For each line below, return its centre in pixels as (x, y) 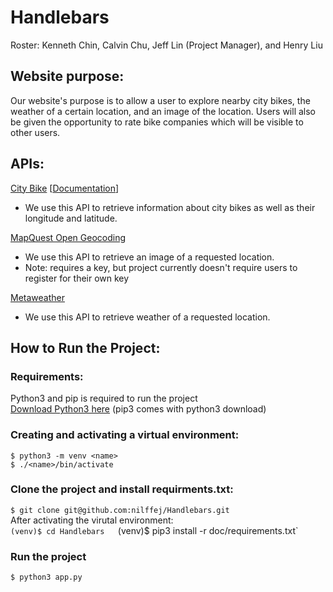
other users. (35, 132)
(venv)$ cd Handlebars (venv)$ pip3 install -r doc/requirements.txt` (154, 530)
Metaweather (37, 297)
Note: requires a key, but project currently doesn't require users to (161, 267)
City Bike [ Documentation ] (65, 188)
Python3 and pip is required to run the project (104, 398)
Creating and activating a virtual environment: (125, 435)
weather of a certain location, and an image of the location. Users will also (163, 111)
